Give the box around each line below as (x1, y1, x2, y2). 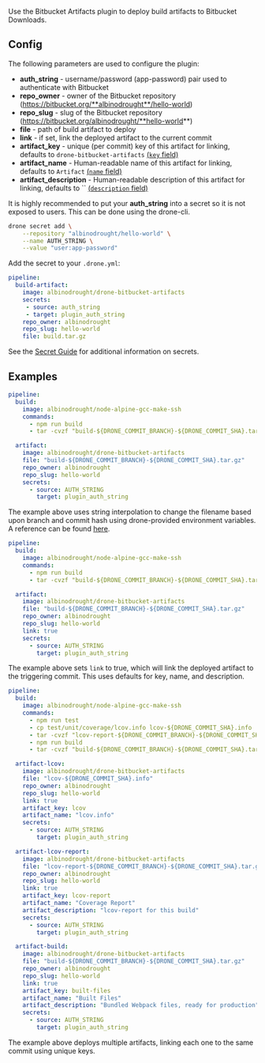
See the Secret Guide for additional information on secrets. (8, 347, 200, 356)
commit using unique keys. (8, 1046, 96, 1055)
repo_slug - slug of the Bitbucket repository (19, 107, 163, 117)
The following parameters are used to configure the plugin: (8, 58, 200, 68)
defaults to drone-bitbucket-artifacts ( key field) (19, 149, 179, 159)
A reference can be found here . (8, 524, 110, 534)
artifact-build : (15, 943, 69, 951)
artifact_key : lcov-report (22, 892, 111, 900)
